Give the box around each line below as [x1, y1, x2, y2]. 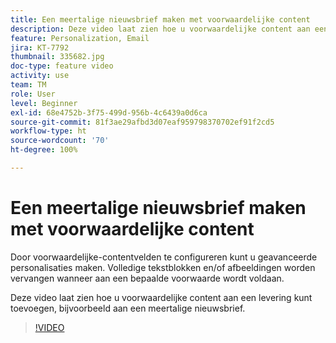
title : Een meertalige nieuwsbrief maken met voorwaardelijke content [10, 14, 311, 25]
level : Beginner [10, 98, 78, 108]
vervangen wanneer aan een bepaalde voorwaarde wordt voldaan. [10, 272, 285, 284]
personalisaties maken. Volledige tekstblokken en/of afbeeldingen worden [10, 261, 316, 273]
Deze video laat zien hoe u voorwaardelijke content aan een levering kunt [10, 291, 313, 303]
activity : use [10, 71, 70, 81]
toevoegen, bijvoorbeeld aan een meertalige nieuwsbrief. [10, 302, 246, 314]
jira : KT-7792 [10, 42, 70, 53]
